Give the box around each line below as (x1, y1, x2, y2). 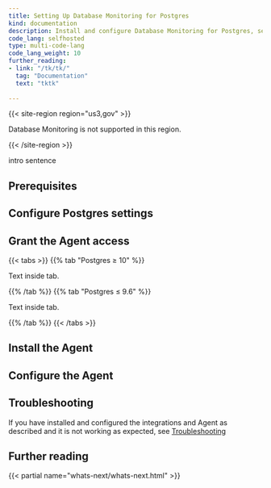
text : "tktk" (15, 79, 60, 87)
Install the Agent (8, 341, 94, 355)
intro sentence (8, 156, 56, 165)
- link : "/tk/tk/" (8, 65, 70, 73)
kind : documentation (8, 19, 78, 27)
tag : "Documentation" (15, 72, 89, 80)
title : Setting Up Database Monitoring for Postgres (8, 11, 190, 20)
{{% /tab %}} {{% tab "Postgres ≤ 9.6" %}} (8, 286, 152, 296)
